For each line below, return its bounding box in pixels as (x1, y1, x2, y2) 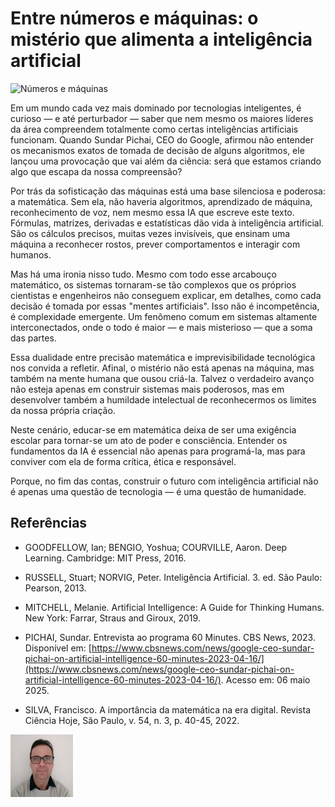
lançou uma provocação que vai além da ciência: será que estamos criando (10, 155, 322, 167)
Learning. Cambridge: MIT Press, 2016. (24, 552, 187, 564)
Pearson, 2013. (24, 582, 87, 594)
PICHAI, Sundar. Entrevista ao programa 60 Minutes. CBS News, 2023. (24, 631, 316, 643)
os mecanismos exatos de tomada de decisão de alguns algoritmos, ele (10, 144, 305, 156)
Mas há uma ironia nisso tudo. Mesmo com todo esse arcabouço (10, 268, 277, 280)
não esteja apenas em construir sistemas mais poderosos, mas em (10, 383, 285, 395)
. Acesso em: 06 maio (220, 673, 311, 686)
